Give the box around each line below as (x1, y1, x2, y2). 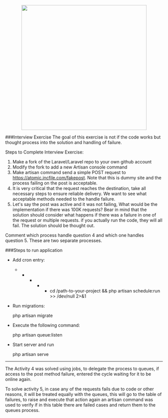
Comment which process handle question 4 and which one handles (5, 232, 144, 238)
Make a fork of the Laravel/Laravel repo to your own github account (12, 159, 152, 164)
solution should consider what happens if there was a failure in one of (12, 212, 156, 217)
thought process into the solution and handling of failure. (5, 139, 122, 145)
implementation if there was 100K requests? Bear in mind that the (12, 206, 147, 212)
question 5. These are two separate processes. (5, 237, 102, 243)
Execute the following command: (12, 322, 80, 328)
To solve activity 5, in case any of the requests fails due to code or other (5, 386, 154, 392)
